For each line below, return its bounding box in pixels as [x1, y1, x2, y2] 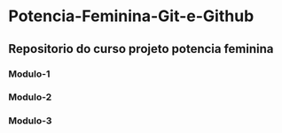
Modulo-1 [8, 68, 51, 80]
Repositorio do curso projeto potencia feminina [8, 41, 274, 56]
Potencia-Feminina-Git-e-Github [8, 6, 255, 26]
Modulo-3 [8, 115, 52, 127]
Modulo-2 [8, 91, 52, 103]
